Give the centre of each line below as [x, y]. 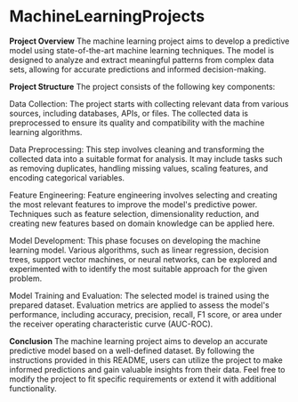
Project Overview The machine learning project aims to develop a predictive [149, 41]
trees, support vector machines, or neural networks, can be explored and [143, 259]
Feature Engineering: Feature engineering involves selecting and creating [143, 195]
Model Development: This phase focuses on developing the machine [135, 240]
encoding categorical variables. [67, 177]
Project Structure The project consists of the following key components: [142, 86]
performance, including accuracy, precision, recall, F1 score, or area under [146, 314]
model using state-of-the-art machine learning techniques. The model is [141, 50]
